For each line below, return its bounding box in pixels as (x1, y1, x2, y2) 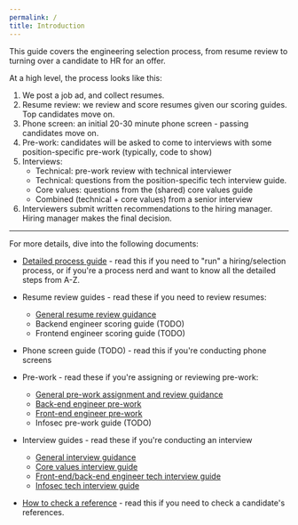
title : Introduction (9, 21, 86, 30)
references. (21, 506, 65, 517)
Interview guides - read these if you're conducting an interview (21, 434, 253, 445)
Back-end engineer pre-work (35, 398, 142, 409)
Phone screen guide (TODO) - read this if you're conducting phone (21, 344, 267, 356)
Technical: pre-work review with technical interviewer (35, 166, 232, 176)
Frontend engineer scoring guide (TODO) (35, 327, 186, 338)
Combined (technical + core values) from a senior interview (35, 193, 253, 205)
